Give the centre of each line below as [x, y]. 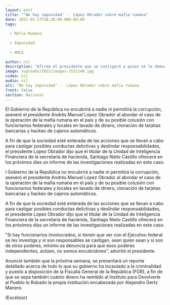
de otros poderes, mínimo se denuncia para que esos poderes [70, 246]
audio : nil [17, 81]
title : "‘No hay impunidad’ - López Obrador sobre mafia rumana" [77, 15]
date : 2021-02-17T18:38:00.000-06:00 [45, 19]
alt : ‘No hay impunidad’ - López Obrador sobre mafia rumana [72, 85]
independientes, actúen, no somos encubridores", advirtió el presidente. [80, 251]
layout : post [19, 10]
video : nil [17, 76]
